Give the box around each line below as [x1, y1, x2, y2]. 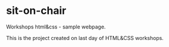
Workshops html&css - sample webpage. [6, 23, 106, 30]
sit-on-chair [6, 4, 67, 17]
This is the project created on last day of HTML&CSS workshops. [6, 34, 164, 41]
